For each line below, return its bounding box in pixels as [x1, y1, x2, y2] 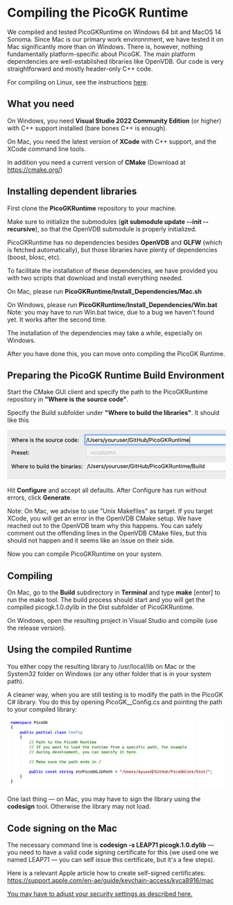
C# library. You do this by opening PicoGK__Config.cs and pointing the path [7, 698, 223, 706]
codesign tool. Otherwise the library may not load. [7, 802, 151, 811]
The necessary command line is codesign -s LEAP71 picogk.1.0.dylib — [7, 841, 214, 850]
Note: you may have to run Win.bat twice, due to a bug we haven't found [7, 308, 215, 316]
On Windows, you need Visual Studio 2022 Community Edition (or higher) [7, 116, 222, 125]
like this [7, 416, 29, 424]
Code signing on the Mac [7, 823, 118, 834]
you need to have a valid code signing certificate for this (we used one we [7, 848, 218, 856]
